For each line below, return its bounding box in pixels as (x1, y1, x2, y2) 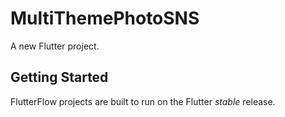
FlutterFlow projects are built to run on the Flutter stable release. (10, 95, 276, 107)
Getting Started (10, 69, 109, 86)
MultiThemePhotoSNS (10, 7, 200, 30)
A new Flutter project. (10, 40, 100, 52)
